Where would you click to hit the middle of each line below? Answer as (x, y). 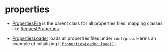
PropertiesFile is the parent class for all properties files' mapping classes (87, 23)
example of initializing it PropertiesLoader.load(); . (65, 43)
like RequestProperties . (36, 28)
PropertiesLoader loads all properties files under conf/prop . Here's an (84, 38)
